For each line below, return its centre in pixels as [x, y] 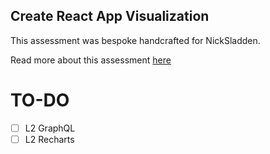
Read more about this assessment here [91, 60]
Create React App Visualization [110, 16]
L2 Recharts [49, 139]
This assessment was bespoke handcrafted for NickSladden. [135, 40]
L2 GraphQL [50, 128]
